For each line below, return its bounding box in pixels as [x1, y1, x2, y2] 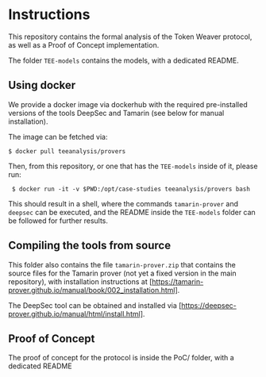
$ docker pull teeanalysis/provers [8, 147, 126, 156]
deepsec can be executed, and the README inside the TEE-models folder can [8, 207, 256, 217]
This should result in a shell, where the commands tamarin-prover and [8, 198, 239, 208]
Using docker [8, 79, 76, 92]
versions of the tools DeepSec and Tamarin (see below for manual [8, 108, 225, 117]
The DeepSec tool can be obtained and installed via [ [8, 300, 182, 310]
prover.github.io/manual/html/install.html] [8, 309, 143, 318]
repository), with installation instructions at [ [8, 276, 152, 287]
